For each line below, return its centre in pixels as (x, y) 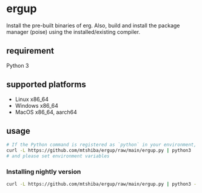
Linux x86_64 (32, 99)
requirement (30, 51)
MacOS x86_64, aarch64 (46, 112)
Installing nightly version (44, 171)
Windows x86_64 (37, 105)
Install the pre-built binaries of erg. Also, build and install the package (93, 25)
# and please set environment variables (58, 156)
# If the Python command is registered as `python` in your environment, (102, 145)
